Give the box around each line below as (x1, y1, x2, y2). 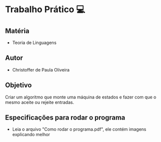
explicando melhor (12, 132, 50, 138)
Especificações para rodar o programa (5, 114, 126, 122)
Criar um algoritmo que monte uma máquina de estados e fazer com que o (5, 94, 157, 100)
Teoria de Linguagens (12, 40, 57, 46)
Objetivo (5, 81, 32, 90)
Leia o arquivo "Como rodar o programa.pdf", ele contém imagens (12, 126, 147, 132)
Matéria (5, 26, 30, 35)
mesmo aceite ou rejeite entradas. (5, 99, 74, 105)
